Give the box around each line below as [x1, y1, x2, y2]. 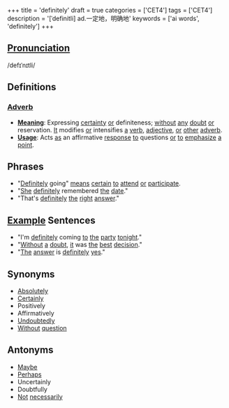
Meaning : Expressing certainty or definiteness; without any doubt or [17, 118, 214, 127]
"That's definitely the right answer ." [17, 194, 120, 202]
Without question [17, 323, 68, 332]
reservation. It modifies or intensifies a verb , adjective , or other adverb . [17, 125, 223, 134]
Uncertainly [17, 377, 51, 386]
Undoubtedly [17, 316, 55, 325]
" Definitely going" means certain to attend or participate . [17, 179, 182, 188]
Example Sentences [7, 214, 96, 226]
